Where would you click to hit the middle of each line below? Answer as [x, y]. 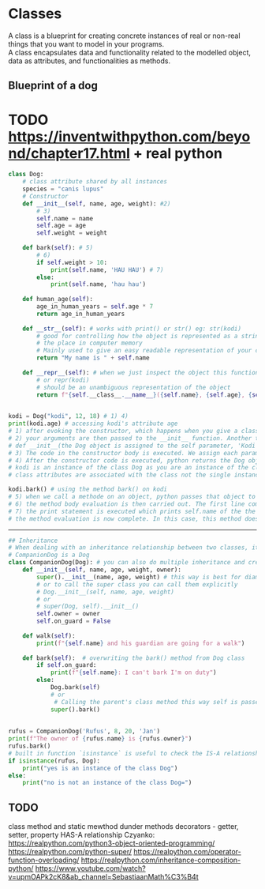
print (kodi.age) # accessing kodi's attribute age [93, 424]
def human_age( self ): [58, 299]
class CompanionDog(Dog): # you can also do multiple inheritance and [127, 563]
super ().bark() [75, 709]
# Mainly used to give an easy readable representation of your [144, 351]
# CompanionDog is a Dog [49, 555]
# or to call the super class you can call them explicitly [137, 584]
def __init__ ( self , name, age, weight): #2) [97, 203]
